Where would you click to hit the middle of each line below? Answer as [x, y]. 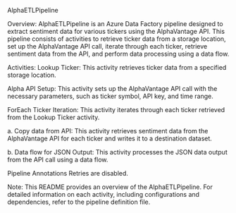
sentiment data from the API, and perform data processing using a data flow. [118, 54]
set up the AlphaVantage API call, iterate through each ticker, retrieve [107, 46]
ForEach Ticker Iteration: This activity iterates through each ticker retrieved [116, 110]
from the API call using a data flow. [58, 159]
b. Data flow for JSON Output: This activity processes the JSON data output [117, 152]
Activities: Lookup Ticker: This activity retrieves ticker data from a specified [117, 67]
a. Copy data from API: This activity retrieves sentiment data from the [108, 131]
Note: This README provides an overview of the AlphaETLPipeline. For [110, 187]
